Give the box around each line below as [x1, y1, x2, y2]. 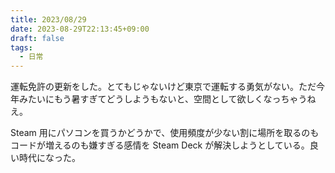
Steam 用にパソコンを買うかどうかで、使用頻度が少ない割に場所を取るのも [10, 127, 320, 139]
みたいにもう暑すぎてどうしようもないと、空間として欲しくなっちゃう [18, 93, 308, 105]
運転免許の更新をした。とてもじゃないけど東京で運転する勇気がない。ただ [10, 81, 317, 93]
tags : [10, 42, 33, 53]
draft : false [10, 33, 65, 43]
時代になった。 [18, 152, 81, 164]
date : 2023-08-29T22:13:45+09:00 [10, 24, 150, 34]
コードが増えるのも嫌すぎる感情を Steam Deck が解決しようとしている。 [10, 139, 310, 151]
